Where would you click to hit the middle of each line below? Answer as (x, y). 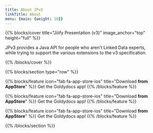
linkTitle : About (23, 14)
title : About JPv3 (24, 10)
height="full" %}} (23, 38)
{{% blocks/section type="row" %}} (42, 72)
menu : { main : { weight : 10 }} (34, 19)
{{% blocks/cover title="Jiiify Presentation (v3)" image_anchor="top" (75, 33)
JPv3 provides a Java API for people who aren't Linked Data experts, (76, 48)
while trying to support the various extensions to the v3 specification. (76, 53)
